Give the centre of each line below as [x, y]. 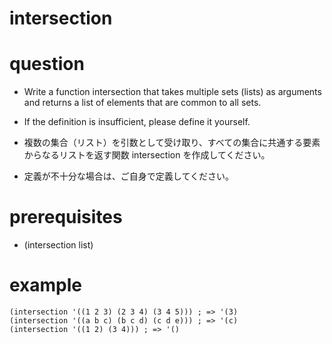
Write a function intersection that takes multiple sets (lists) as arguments [172, 92]
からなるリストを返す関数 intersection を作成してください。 [147, 155]
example [46, 285]
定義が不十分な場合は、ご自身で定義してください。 [128, 176]
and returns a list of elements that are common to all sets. [142, 103]
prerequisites [66, 217]
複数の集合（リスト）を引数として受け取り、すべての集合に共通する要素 [172, 143]
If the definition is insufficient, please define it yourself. [137, 122]
